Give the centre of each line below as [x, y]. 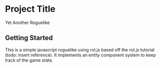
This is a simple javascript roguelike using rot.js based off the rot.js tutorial [80, 49]
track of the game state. [29, 60]
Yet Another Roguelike [28, 23]
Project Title [30, 9]
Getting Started [29, 38]
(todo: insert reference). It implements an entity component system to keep [80, 55]
